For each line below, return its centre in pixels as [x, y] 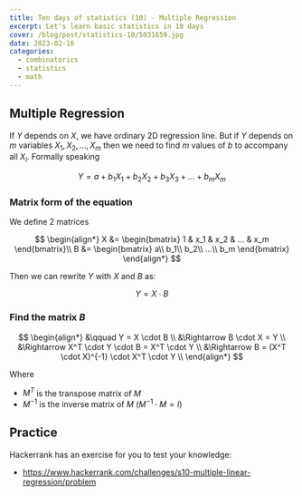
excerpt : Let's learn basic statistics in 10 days [107, 26]
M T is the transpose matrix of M [82, 393]
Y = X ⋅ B [152, 294]
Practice [33, 433]
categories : [32, 52]
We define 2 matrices [49, 222]
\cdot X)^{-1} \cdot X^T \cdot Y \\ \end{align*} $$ [152, 356]
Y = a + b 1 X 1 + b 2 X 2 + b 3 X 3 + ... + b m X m [152, 178]
